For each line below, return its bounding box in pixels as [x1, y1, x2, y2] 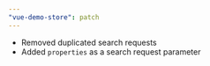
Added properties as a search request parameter [20, 46, 201, 57]
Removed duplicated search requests [20, 37, 157, 48]
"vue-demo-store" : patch [8, 12, 100, 22]
